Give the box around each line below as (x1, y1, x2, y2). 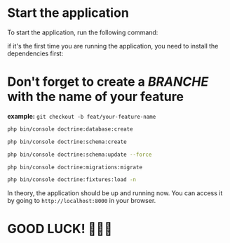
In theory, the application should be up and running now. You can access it (7, 189, 223, 197)
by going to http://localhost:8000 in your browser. (7, 197, 156, 205)
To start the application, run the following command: (7, 28, 158, 37)
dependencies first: (7, 49, 64, 58)
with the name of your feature (7, 89, 184, 105)
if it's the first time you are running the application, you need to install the (7, 41, 219, 50)
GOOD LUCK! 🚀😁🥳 (7, 221, 113, 237)
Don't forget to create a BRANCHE (7, 74, 209, 90)
